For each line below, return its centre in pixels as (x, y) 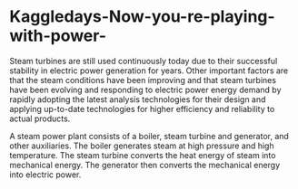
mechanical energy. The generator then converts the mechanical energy (145, 165)
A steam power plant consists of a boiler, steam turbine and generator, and (149, 136)
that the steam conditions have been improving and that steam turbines (143, 80)
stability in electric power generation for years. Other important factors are (149, 71)
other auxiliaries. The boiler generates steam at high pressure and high (142, 146)
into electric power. (45, 175)
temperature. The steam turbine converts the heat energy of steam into (143, 155)
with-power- (58, 36)
